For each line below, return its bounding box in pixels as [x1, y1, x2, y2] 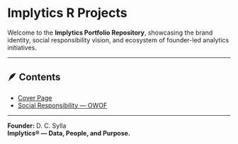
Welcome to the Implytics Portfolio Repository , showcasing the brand [7, 28, 213, 37]
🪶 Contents [7, 71, 61, 83]
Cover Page [17, 93, 52, 102]
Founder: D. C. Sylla [7, 121, 67, 130]
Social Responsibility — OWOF [17, 101, 108, 109]
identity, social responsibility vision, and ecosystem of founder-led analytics [7, 35, 229, 44]
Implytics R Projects [7, 5, 127, 21]
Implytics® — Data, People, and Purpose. [7, 128, 131, 137]
